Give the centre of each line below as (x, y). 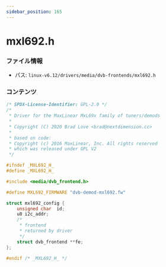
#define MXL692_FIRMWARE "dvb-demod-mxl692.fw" (66, 192)
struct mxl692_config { (36, 203)
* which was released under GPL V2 (52, 149)
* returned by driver (46, 231)
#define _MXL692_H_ (30, 171)
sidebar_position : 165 (34, 12)
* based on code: (30, 138)
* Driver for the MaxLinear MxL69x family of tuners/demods (84, 116)
